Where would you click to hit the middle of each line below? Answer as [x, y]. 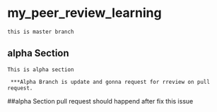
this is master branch [41, 32]
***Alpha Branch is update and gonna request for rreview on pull [110, 82]
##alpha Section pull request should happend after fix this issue [100, 101]
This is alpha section [41, 69]
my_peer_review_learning [84, 13]
